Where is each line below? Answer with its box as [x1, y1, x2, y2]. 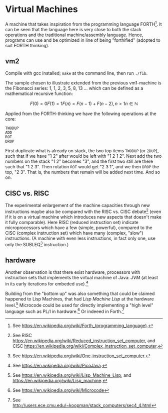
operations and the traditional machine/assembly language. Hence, [5, 32, 143, 38]
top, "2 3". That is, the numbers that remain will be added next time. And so [5, 169, 160, 175]
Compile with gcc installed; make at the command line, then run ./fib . [5, 70, 148, 76]
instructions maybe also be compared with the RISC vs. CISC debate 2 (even [5, 208, 161, 215]
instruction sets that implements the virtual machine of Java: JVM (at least [5, 275, 158, 281]
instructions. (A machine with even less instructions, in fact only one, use [5, 235, 156, 241]
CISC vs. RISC [5, 189, 49, 197]
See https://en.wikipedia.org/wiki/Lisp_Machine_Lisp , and [12, 372, 131, 378]
